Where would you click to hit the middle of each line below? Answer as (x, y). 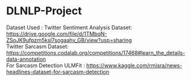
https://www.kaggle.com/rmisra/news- (134, 65)
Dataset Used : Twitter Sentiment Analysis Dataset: (69, 27)
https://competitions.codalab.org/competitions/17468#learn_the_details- (96, 52)
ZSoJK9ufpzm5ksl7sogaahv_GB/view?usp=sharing (69, 40)
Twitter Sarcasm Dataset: (38, 46)
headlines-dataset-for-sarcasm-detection (58, 71)
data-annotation (26, 59)
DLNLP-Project (44, 11)
